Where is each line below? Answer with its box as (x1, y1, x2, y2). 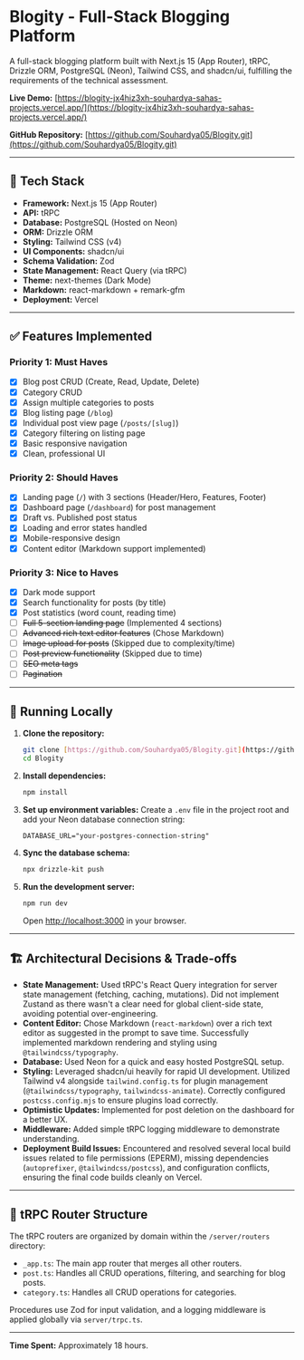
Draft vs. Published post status (22, 512, 138, 523)
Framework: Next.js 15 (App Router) (22, 198, 158, 208)
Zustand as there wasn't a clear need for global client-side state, (22, 998, 264, 1009)
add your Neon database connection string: (22, 814, 185, 825)
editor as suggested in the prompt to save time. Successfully (22, 1027, 249, 1038)
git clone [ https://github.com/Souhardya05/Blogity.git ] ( (22, 746, 246, 755)
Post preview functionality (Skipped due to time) (22, 648, 203, 659)
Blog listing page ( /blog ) (22, 407, 114, 418)
